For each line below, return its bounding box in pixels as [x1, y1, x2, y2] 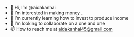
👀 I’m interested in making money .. [10, 10, 84, 16]
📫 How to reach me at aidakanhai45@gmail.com [10, 26, 113, 32]
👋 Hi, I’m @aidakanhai [10, 5, 56, 10]
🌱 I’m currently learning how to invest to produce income [10, 15, 129, 21]
